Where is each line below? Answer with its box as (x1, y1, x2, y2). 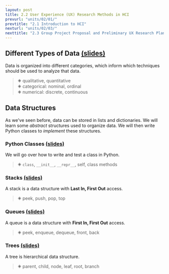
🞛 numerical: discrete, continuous (17, 89, 88, 95)
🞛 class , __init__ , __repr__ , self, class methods (17, 161, 118, 167)
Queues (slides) (5, 208, 45, 215)
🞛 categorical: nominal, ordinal (17, 83, 81, 89)
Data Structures (5, 104, 56, 112)
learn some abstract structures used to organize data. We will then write (5, 122, 155, 128)
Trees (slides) (5, 242, 40, 249)
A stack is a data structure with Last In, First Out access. (5, 186, 123, 192)
